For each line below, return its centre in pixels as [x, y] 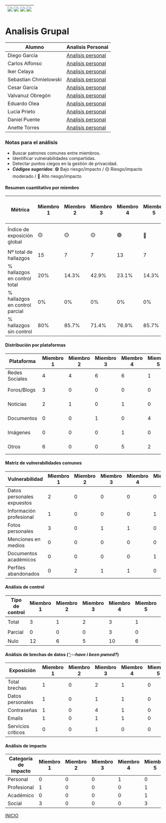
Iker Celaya [21, 71]
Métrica [20, 210]
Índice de [19, 230]
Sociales [18, 379]
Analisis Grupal [37, 31]
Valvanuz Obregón [29, 95]
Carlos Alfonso [25, 63]
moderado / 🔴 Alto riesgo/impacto [47, 176]
